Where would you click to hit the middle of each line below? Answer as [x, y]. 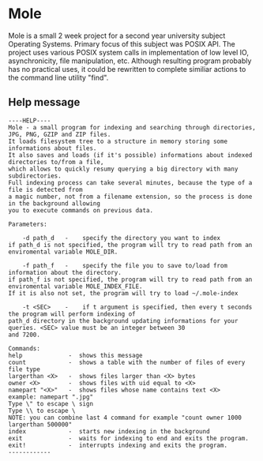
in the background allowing [54, 203]
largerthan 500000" [40, 424]
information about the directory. [65, 272]
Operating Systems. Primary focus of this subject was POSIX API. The [122, 43]
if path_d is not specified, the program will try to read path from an [130, 245]
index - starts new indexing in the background [109, 431]
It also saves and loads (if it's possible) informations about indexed [130, 155]
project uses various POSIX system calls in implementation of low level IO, [128, 52]
